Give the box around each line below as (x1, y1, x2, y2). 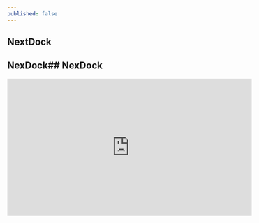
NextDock (7, 36, 52, 48)
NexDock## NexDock (7, 60, 103, 72)
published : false (7, 10, 58, 17)
